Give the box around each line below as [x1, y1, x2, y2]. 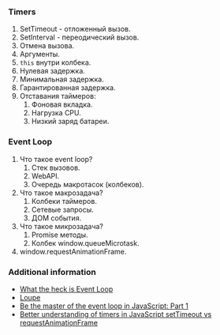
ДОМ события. [31, 213, 82, 223]
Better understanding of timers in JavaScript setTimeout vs [19, 309, 212, 318]
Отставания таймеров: [19, 92, 96, 101]
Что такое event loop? [19, 154, 93, 164]
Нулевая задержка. [19, 66, 85, 76]
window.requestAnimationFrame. [19, 247, 127, 256]
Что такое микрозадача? [19, 221, 104, 231]
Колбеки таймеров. [31, 196, 97, 205]
